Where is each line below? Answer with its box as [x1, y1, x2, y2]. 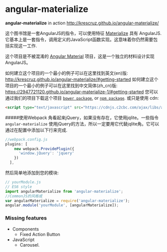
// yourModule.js [5, 180, 41, 185]
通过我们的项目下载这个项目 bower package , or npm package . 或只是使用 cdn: [5, 95, 159, 101]
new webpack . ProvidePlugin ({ [14, 146, 75, 151]
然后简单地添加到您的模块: [5, 170, 59, 176]
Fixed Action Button [19, 231, 61, 237]
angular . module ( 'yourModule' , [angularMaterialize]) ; [5, 203, 119, 208]
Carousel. [19, 242, 40, 248]
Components [12, 226, 39, 232]
